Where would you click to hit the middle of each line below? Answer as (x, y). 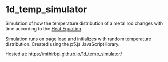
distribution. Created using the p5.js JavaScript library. (63, 44)
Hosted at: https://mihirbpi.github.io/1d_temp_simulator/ (64, 54)
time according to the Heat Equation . (44, 28)
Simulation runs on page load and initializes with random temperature (78, 39)
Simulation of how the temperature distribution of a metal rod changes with (84, 23)
